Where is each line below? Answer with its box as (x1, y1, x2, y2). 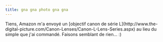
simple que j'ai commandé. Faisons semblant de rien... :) (5, 31, 122, 37)
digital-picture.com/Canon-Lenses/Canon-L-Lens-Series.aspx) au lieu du (5, 26, 157, 32)
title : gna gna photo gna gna (5, 7, 69, 12)
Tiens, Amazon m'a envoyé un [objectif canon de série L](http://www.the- (5, 21, 158, 27)
